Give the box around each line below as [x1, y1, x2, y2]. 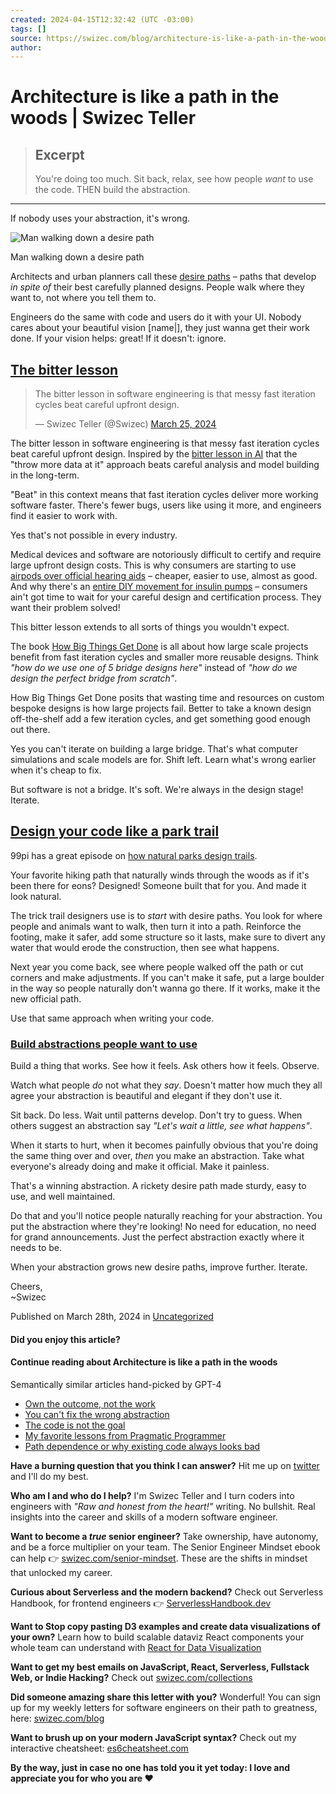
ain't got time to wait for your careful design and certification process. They [10, 591, 322, 603]
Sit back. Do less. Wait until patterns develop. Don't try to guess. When [10, 1109, 303, 1121]
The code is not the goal [24, 1419, 126, 1431]
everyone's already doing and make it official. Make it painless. [10, 1161, 270, 1173]
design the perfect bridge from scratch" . [10, 672, 178, 685]
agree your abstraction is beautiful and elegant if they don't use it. [10, 1090, 283, 1102]
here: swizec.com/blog [10, 1712, 105, 1724]
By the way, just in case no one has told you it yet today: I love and [10, 1761, 290, 1773]
